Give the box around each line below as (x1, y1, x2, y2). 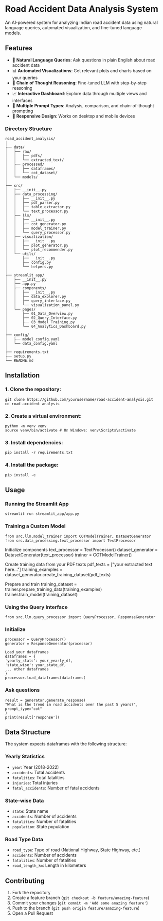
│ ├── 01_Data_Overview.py (5, 311, 73, 316)
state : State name (12, 808, 49, 814)
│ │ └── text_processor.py (5, 209, 69, 214)
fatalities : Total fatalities (12, 774, 65, 781)
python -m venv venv (5, 424, 47, 429)
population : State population (12, 823, 70, 829)
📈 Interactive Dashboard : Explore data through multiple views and (12, 90, 147, 96)
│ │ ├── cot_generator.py (5, 222, 67, 227)
